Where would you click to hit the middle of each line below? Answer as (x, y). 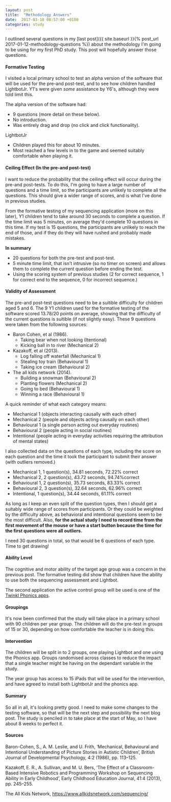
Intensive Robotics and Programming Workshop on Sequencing (86, 773)
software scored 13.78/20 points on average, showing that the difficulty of (83, 313)
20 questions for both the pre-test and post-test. (64, 258)
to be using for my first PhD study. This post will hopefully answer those (81, 50)
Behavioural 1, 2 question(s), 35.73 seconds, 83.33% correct (76, 483)
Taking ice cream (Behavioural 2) (55, 367)
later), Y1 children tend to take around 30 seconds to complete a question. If (85, 216)
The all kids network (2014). (42, 372)
